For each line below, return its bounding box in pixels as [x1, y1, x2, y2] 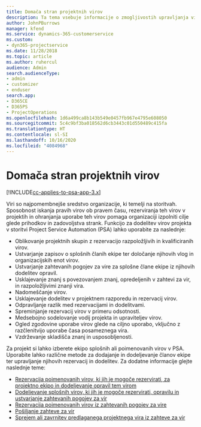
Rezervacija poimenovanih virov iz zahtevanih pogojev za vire [14, 401, 167, 408]
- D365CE [6, 98, 28, 104]
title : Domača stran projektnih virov [6, 8, 103, 15]
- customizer [6, 82, 39, 88]
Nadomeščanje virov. [14, 288, 68, 295]
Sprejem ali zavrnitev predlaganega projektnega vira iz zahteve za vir [14, 414, 185, 421]
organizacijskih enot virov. [14, 256, 80, 264]
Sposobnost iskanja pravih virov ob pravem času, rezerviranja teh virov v [6, 207, 185, 214]
